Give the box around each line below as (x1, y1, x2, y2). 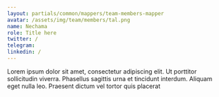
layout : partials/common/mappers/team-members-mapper (7, 10, 165, 17)
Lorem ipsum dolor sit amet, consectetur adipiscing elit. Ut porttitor (7, 67, 197, 76)
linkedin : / (7, 49, 41, 56)
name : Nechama (7, 23, 48, 30)
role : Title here (7, 29, 57, 36)
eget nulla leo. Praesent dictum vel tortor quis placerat (7, 82, 161, 90)
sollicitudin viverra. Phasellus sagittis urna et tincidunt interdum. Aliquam (7, 74, 213, 83)
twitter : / (7, 36, 38, 43)
